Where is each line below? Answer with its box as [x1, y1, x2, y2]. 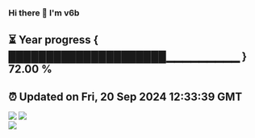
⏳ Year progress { [8, 33, 99, 47]
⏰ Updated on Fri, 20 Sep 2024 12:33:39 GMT [8, 90, 243, 103]
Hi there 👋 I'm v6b [8, 7, 80, 19]
